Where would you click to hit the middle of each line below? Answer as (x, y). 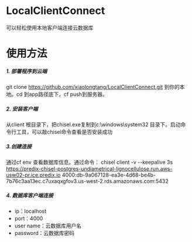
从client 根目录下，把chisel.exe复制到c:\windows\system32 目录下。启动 (93, 125)
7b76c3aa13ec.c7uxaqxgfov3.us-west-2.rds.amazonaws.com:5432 (87, 181)
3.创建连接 (19, 146)
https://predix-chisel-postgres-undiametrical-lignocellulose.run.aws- (89, 169)
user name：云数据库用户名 (48, 226)
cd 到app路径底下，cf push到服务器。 (62, 94)
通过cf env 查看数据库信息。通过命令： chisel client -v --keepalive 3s (90, 163)
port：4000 (29, 218)
